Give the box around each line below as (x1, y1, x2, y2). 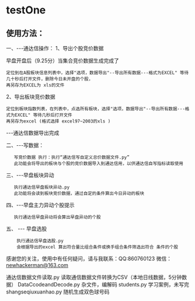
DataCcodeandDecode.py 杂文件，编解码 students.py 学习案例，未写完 (17, 281, 190, 288)
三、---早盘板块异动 (6, 171, 54, 178)
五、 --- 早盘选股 (6, 225, 47, 232)
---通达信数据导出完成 (6, 129, 60, 136)
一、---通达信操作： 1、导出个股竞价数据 (6, 45, 104, 51)
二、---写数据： (6, 142, 44, 149)
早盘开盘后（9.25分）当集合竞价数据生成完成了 (6, 57, 120, 64)
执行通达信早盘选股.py (16, 238, 64, 244)
